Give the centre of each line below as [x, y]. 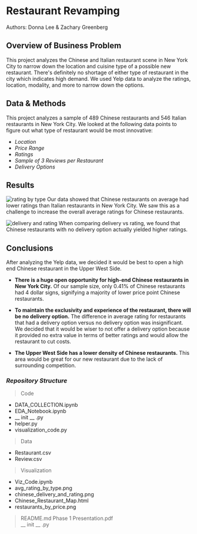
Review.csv [28, 459]
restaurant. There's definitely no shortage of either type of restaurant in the [97, 72]
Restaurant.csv [33, 453]
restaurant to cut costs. [43, 342]
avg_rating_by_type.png [43, 488]
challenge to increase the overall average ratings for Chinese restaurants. [95, 212]
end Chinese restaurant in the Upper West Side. [64, 269]
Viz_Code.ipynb [34, 482]
